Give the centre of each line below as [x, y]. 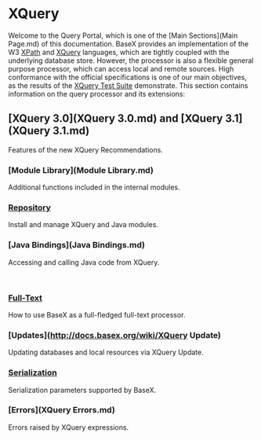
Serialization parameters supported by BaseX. [82, 390]
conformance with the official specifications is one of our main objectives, [127, 77]
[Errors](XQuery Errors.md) [62, 410]
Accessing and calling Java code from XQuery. [84, 262]
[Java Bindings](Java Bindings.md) [77, 245]
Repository [29, 207]
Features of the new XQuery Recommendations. [85, 149]
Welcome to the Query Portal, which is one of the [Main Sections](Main [123, 35]
